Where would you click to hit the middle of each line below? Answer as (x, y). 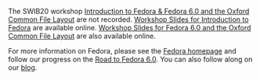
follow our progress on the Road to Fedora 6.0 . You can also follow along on (130, 59)
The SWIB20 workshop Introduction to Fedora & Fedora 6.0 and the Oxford (129, 11)
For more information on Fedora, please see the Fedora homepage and (122, 51)
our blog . (23, 68)
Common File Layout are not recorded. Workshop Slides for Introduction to (128, 19)
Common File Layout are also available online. (82, 36)
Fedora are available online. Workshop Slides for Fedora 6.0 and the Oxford (130, 28)
